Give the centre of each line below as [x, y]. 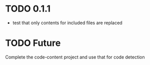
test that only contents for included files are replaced [67, 23]
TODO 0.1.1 [28, 9]
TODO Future [33, 43]
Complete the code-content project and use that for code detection [75, 57]
